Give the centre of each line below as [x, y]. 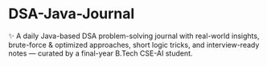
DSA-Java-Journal [72, 14]
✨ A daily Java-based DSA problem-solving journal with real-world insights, [134, 36]
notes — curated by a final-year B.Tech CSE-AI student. [101, 53]
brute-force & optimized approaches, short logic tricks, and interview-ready [134, 45]
